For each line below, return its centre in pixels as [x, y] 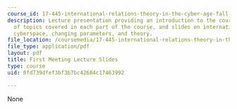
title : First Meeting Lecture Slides [63, 60]
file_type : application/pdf [49, 46]
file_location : [30, 40]
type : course [26, 66]
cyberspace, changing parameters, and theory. [83, 33]
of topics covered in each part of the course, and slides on [107, 27]
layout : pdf [25, 53]
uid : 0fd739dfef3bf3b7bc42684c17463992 [66, 72]
